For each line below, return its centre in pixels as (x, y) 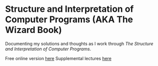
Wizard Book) (34, 30)
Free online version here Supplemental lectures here (59, 58)
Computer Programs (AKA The (69, 19)
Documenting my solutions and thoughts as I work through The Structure (79, 43)
